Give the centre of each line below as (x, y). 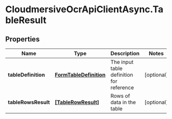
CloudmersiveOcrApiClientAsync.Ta (84, 9)
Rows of (120, 96)
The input (122, 62)
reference (122, 88)
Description (125, 53)
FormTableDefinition (80, 75)
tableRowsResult (29, 102)
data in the (123, 102)
